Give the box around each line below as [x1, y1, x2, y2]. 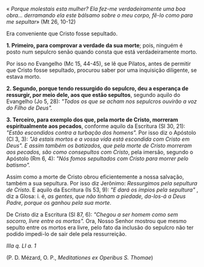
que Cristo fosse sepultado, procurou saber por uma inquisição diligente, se [6, 66, 197, 74]
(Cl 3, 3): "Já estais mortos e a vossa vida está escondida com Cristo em [6, 135, 190, 143]
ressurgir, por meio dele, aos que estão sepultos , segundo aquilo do [6, 91, 181, 98]
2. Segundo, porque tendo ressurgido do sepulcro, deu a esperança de [6, 85, 189, 92]
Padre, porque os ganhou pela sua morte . [6, 199, 111, 206]
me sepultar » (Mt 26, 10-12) [6, 18, 76, 25]
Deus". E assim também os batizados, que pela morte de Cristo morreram [6, 142, 192, 149]
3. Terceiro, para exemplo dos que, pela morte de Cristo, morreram [6, 116, 178, 123]
